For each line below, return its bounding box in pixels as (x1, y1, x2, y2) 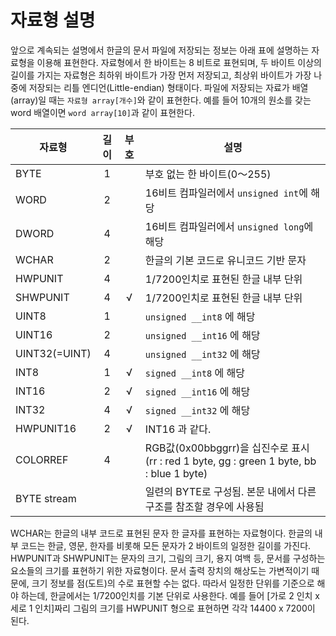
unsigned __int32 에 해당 (144, 347, 261, 361)
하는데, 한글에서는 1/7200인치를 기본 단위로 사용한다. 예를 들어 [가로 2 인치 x (20, 589, 320, 601)
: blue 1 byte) (144, 466, 208, 480)
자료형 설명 (10, 9, 96, 32)
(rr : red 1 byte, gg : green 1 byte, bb (144, 454, 317, 468)
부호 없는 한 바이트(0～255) (144, 167, 272, 181)
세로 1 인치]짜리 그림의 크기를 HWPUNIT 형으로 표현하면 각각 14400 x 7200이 (10, 602, 316, 614)
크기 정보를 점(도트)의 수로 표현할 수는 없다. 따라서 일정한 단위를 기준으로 (31, 577, 315, 589)
